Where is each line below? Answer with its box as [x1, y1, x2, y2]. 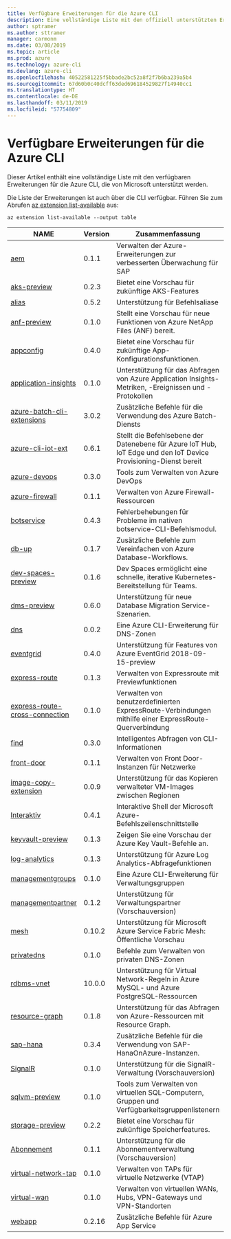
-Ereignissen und [148, 382, 205, 392]
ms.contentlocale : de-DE [7, 93, 78, 100]
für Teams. [162, 581, 197, 590]
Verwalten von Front [115, 753, 182, 763]
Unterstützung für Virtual [115, 965, 197, 975]
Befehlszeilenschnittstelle [115, 818, 199, 828]
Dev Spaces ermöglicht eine [115, 563, 208, 573]
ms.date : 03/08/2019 [7, 42, 67, 49]
